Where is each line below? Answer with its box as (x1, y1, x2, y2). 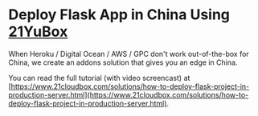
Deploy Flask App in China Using (8, 6, 231, 24)
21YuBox (8, 22, 68, 41)
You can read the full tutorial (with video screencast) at (8, 73, 190, 82)
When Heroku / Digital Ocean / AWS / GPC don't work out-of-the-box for (8, 49, 249, 58)
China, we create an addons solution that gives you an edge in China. (8, 58, 238, 67)
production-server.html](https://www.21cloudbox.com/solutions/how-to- (8, 90, 249, 99)
